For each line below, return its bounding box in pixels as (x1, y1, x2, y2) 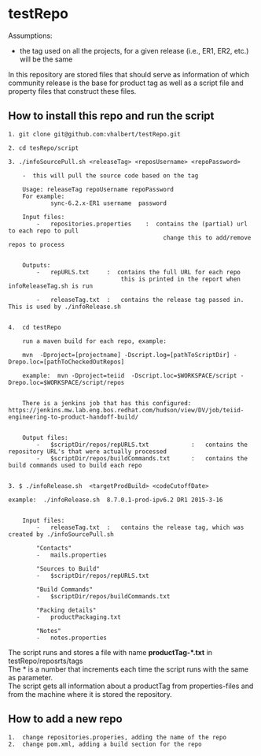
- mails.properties (36, 551, 108, 559)
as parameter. (8, 672, 53, 682)
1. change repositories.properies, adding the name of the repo (8, 733, 226, 741)
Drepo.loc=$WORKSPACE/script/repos (8, 378, 125, 386)
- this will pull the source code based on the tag (22, 171, 199, 180)
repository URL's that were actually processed (8, 447, 167, 456)
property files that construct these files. (8, 86, 137, 95)
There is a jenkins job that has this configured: (22, 399, 192, 407)
